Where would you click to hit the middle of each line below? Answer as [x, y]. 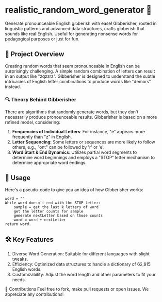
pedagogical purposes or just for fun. [42, 39]
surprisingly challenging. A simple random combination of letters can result [80, 71]
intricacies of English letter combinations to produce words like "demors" [78, 81]
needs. [19, 280]
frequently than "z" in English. [42, 137]
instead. [13, 87]
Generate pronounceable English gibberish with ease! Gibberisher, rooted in [81, 23]
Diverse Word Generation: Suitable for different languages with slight [81, 254]
